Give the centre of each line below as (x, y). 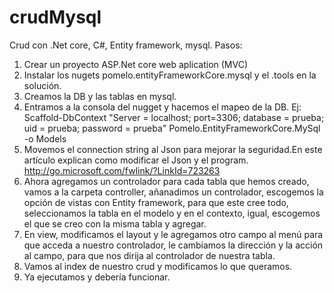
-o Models (45, 138)
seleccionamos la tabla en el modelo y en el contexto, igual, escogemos (172, 213)
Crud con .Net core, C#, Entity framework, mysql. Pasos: (126, 45)
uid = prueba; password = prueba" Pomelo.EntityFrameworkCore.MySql (172, 128)
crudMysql (55, 17)
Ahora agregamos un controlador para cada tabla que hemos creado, (166, 181)
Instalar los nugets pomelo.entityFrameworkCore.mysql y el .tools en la (170, 75)
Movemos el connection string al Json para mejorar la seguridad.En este (173, 149)
